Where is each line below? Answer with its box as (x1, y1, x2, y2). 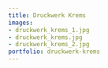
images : (8, 19, 34, 27)
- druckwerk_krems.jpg (8, 33, 83, 41)
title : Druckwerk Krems (8, 11, 87, 20)
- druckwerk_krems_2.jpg (8, 41, 90, 48)
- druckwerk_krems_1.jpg (8, 26, 90, 34)
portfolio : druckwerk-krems (8, 48, 101, 55)
